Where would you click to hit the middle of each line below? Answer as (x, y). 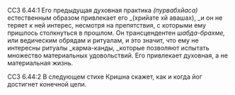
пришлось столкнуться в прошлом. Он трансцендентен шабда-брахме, (116, 33)
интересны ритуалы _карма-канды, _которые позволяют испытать (109, 48)
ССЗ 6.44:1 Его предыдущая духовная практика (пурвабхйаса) (103, 10)
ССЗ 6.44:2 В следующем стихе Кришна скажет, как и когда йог (105, 77)
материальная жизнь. (40, 63)
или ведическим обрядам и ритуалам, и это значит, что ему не (103, 40)
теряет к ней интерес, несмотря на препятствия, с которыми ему (107, 25)
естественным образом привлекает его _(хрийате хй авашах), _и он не (115, 18)
